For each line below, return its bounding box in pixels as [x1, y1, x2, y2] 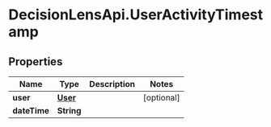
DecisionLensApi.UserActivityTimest [8, 6, 264, 24]
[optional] [142, 92, 180, 103]
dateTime [12, 105, 50, 116]
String [57, 105, 82, 116]
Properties [8, 55, 63, 68]
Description [88, 79, 136, 89]
